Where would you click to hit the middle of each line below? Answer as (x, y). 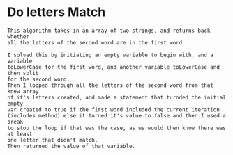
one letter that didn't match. (53, 140)
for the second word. (39, 79)
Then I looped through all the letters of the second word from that (111, 85)
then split (23, 73)
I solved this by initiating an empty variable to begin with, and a (111, 55)
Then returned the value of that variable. (72, 146)
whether (18, 36)
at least (20, 134)
